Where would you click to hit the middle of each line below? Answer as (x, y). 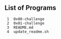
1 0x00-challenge (26, 19)
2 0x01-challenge (26, 23)
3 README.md (20, 27)
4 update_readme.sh (28, 32)
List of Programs (30, 8)
